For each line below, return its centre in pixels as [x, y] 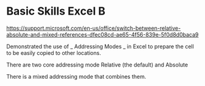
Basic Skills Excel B [56, 11]
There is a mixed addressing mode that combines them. [76, 76]
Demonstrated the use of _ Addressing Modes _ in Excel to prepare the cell [100, 46]
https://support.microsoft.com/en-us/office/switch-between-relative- [94, 28]
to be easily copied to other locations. [54, 52]
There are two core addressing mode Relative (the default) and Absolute [97, 65]
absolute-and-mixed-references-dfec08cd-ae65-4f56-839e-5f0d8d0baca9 [103, 34]
